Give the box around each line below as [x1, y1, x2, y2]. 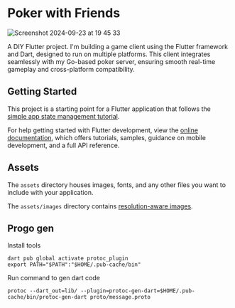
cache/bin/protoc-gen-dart [7, 294, 87, 301]
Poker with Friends [7, 5, 121, 21]
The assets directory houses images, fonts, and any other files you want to [7, 180, 226, 189]
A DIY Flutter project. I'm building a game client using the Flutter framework [7, 42, 229, 51]
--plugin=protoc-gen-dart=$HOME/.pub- [80, 287, 195, 294]
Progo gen [7, 222, 55, 234]
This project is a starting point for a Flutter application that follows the [7, 105, 211, 113]
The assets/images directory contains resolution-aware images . [7, 201, 193, 211]
